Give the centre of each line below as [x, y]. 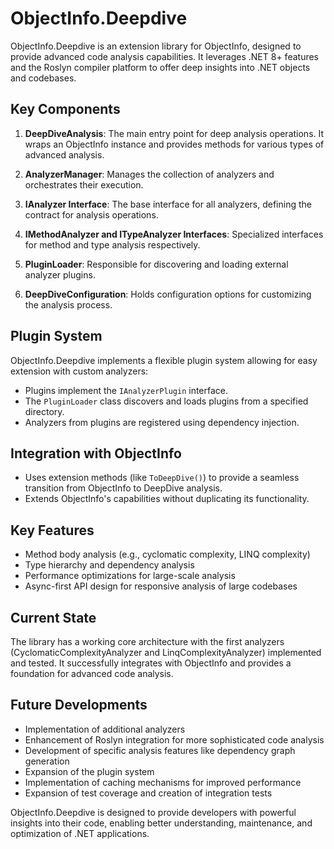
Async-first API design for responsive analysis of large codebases [161, 586]
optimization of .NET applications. [80, 833]
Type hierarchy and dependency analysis [109, 565]
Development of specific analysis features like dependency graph [160, 750]
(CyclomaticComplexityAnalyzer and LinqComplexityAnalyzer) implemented [166, 652]
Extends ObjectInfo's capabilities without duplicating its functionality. [167, 499]
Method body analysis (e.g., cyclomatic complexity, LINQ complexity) [167, 554]
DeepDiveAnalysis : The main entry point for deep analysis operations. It [174, 133]
